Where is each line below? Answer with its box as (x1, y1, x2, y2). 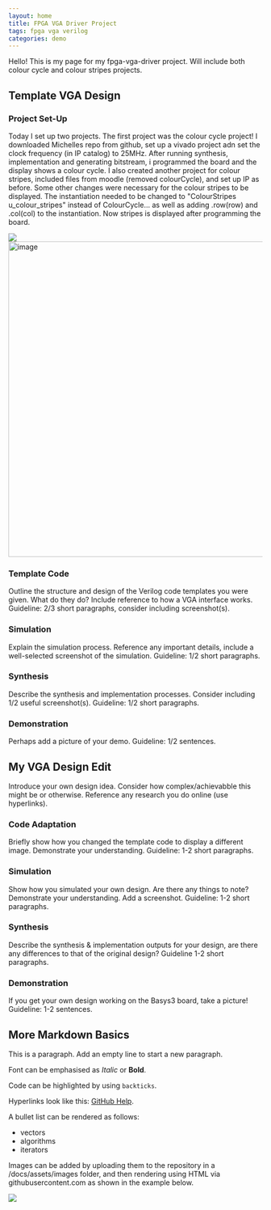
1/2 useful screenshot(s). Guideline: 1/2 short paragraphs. (8, 697, 200, 708)
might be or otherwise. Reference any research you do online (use (8, 789, 228, 799)
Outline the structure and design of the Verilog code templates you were (8, 586, 248, 596)
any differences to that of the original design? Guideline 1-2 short (8, 948, 224, 958)
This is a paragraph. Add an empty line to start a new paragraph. (8, 1049, 223, 1059)
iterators (19, 1144, 48, 1154)
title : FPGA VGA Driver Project (8, 19, 117, 27)
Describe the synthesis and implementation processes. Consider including (8, 689, 256, 699)
